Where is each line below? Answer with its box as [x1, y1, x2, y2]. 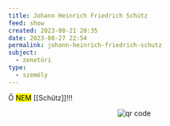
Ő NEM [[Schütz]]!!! [8, 93, 73, 102]
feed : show [8, 19, 45, 27]
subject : [8, 49, 38, 57]
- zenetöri [15, 57, 52, 65]
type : [8, 64, 26, 72]
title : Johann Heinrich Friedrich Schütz [8, 11, 148, 20]
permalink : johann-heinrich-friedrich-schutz [8, 41, 162, 49]
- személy [15, 71, 48, 79]
